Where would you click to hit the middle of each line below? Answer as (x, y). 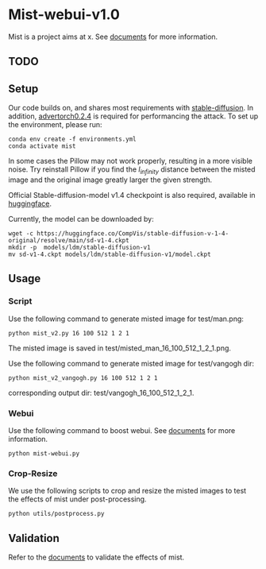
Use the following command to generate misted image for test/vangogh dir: (131, 363)
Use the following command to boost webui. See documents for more (122, 430)
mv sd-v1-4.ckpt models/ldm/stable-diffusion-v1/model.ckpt (110, 254)
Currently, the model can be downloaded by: (81, 219)
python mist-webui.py (44, 453)
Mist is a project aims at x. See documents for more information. (113, 37)
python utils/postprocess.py (56, 514)
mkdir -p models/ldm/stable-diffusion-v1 (79, 247)
